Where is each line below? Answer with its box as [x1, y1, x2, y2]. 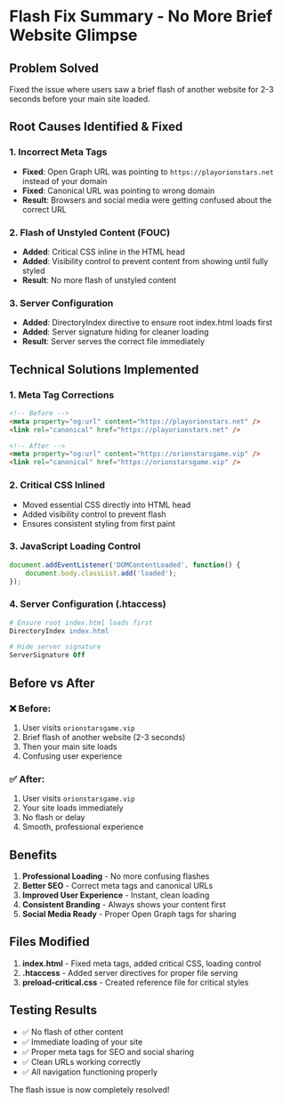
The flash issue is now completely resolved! [9, 1084, 170, 1095]
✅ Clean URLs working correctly [21, 1056, 141, 1067]
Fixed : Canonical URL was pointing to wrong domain [21, 185, 215, 196]
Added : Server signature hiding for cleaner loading [21, 326, 209, 337]
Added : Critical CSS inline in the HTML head [21, 246, 185, 257]
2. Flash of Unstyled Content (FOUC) [9, 226, 171, 238]
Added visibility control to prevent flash [21, 509, 166, 520]
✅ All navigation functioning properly [21, 1066, 158, 1077]
